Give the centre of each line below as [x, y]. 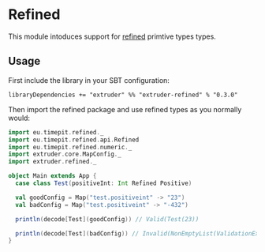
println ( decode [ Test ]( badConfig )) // [77, 233]
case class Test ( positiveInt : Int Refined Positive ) [104, 183]
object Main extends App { [52, 176]
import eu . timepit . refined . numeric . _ [70, 147]
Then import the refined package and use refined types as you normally [125, 109]
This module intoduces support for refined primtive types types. [112, 36]
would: [19, 118]
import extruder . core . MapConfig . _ [65, 154]
